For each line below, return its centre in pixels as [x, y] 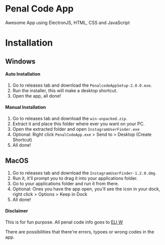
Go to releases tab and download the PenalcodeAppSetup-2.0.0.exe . [82, 85]
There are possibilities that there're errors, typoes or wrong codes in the [80, 231]
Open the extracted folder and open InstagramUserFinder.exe [76, 129]
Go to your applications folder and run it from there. [66, 183]
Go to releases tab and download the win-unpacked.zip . [70, 118]
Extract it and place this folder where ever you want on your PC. [78, 124]
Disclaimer [17, 211]
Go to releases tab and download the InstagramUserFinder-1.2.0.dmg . [84, 173]
